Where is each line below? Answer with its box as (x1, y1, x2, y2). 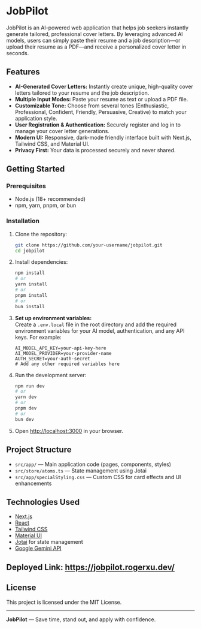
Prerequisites (6, 182, 46, 190)
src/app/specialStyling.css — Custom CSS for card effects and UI (14, 473, 181, 480)
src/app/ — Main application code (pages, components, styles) (14, 461, 172, 468)
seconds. (6, 49, 29, 56)
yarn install (14, 281, 48, 287)
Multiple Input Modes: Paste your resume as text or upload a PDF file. (14, 95, 188, 103)
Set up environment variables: (14, 314, 92, 321)
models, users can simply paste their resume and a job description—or (6, 37, 181, 44)
